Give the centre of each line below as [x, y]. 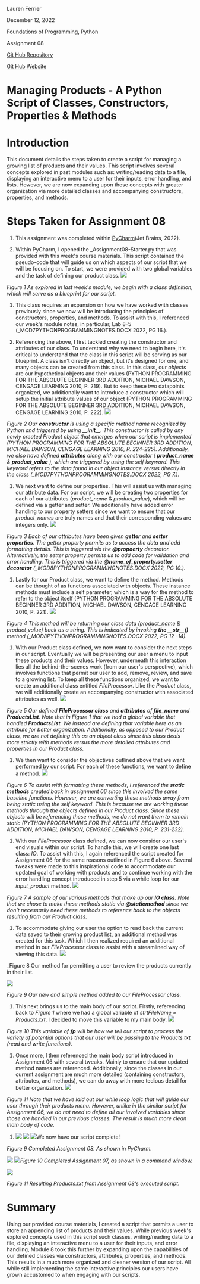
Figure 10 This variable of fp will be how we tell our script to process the [95, 1031]
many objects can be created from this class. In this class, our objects [101, 367]
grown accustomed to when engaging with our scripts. [74, 1275]
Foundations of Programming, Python [53, 32]
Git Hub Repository [30, 55]
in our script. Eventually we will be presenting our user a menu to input [101, 654]
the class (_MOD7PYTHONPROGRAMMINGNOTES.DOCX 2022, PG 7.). [93, 475]
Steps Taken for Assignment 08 [86, 221]
